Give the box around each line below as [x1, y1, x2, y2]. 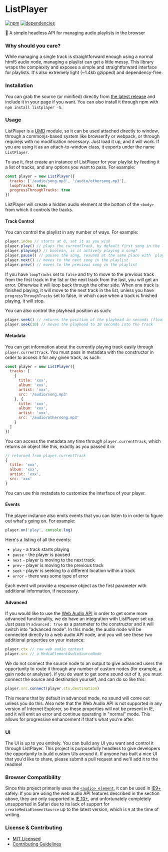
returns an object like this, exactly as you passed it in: [5, 443, 116, 449]
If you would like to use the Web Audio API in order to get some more [5, 610, 147, 616]
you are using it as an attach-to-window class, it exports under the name [5, 143, 155, 149]
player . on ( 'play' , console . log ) [5, 527, 72, 533]
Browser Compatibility [5, 773, 61, 780]
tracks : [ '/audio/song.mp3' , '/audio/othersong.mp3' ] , [9, 178, 126, 183]
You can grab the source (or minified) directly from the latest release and [5, 93, 155, 99]
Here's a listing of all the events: [5, 536, 71, 542]
